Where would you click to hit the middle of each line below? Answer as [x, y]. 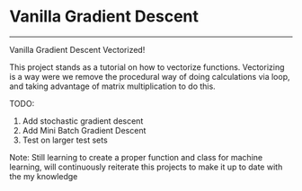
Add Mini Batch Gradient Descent [84, 130]
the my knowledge [44, 176]
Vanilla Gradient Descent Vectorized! [77, 49]
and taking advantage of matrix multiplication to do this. [112, 86]
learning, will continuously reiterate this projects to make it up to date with [146, 167]
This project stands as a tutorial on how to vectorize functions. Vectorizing [147, 67]
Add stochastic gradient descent [83, 121]
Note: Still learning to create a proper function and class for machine [136, 157]
